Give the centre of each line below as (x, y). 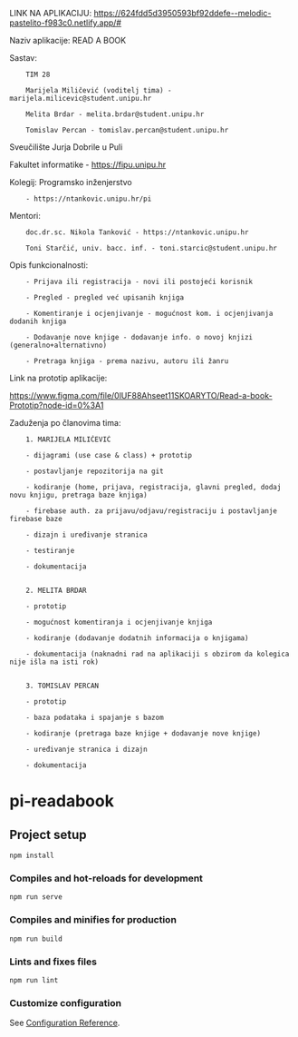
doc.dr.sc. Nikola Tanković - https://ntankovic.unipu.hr (137, 232)
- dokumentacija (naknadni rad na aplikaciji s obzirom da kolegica (158, 654)
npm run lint (34, 980)
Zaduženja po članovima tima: (65, 423)
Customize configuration (66, 1002)
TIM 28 (38, 74)
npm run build (36, 939)
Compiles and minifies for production (93, 920)
